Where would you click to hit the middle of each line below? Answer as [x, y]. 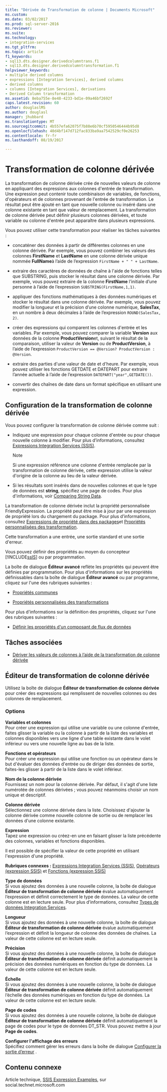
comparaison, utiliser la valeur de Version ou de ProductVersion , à [82, 344]
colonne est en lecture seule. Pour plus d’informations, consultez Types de [82, 902]
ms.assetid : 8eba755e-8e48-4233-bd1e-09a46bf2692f [59, 98]
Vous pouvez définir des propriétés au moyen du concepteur [68, 552]
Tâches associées [34, 642]
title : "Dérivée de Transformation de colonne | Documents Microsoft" [80, 10]
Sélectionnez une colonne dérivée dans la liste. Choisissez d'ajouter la [78, 810]
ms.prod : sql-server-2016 [32, 24]
